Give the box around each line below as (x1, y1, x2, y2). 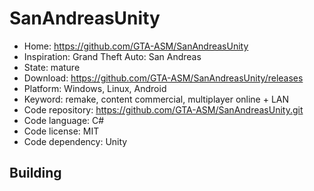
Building (9, 165, 62, 182)
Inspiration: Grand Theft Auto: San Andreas (23, 50, 202, 62)
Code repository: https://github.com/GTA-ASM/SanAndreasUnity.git (23, 103, 304, 116)
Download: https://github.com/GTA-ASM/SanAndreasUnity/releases (23, 72, 304, 84)
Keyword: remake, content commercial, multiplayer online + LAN (23, 93, 290, 105)
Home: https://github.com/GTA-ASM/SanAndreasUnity (23, 40, 249, 52)
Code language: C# (23, 114, 105, 126)
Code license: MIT (23, 125, 100, 137)
